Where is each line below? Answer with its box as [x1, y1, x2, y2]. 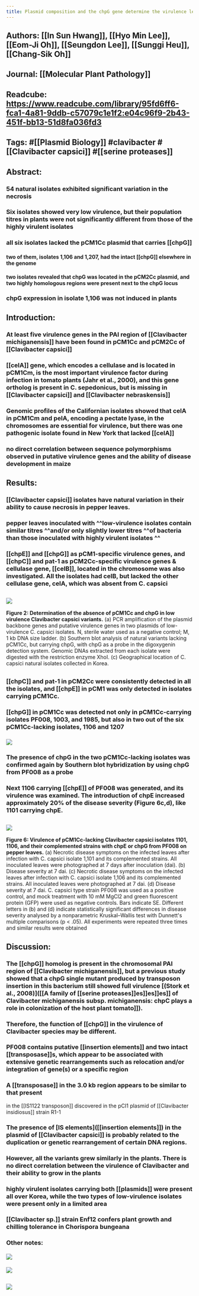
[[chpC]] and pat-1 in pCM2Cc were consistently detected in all [6, 677, 191, 685]
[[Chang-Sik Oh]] [6, 49, 71, 59]
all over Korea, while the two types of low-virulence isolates [6, 1192, 182, 1201]
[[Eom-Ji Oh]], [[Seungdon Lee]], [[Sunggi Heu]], [6, 40, 190, 50]
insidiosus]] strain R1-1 [6, 1108, 61, 1115]
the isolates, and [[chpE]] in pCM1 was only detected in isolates [6, 684, 192, 692]
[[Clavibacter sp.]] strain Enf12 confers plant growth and [6, 1215, 172, 1224]
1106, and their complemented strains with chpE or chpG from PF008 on [6, 842, 187, 850]
